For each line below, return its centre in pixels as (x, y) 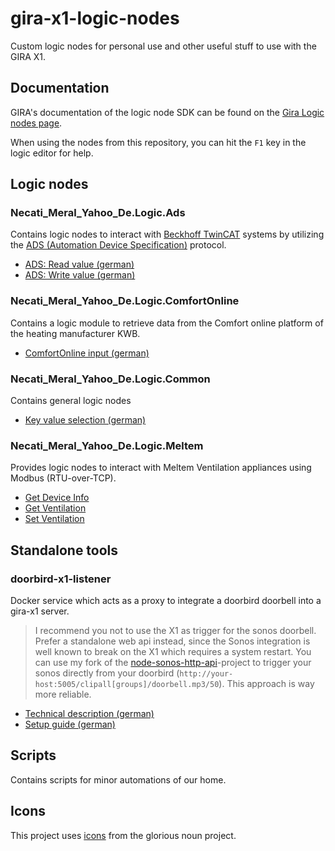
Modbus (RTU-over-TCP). (63, 478)
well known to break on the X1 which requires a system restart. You (173, 652)
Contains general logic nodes (71, 401)
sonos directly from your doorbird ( (107, 673)
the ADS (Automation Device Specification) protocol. (118, 245)
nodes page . (36, 123)
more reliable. (63, 694)
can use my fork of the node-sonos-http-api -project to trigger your (173, 663)
